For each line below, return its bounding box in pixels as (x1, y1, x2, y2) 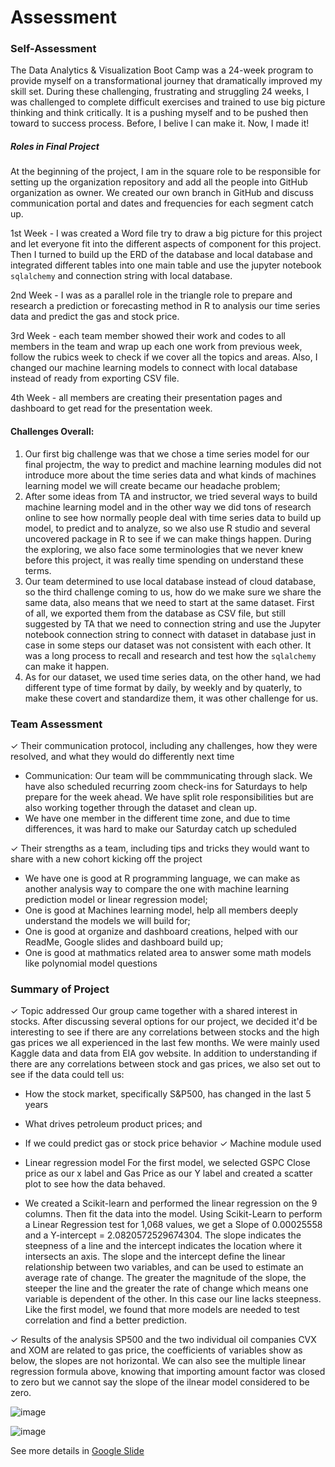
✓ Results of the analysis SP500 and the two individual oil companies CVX (10, 1334, 317, 1346)
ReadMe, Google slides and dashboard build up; (24, 936, 224, 948)
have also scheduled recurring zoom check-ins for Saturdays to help (24, 780, 308, 792)
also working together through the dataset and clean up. (24, 801, 258, 813)
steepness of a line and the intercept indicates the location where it (24, 1240, 303, 1252)
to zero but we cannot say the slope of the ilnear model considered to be (10, 1376, 310, 1388)
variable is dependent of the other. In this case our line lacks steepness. (24, 1293, 322, 1305)
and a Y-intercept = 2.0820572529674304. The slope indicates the (24, 1229, 302, 1241)
